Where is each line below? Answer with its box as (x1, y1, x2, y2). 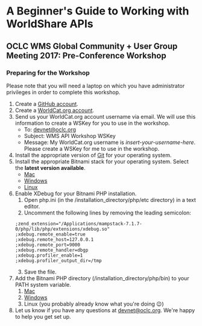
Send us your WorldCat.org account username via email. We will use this (14, 113, 196, 120)
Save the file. (24, 268, 57, 275)
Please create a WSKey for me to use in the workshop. (24, 145, 160, 152)
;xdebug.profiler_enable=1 (14, 252, 83, 259)
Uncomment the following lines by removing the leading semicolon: (24, 209, 192, 216)
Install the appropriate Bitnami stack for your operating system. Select (14, 158, 189, 165)
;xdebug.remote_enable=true (14, 231, 86, 237)
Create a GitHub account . (14, 100, 78, 107)
